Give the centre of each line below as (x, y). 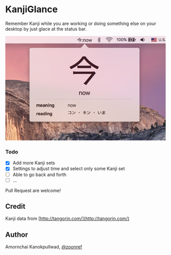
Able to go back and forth (39, 175)
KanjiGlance (32, 9)
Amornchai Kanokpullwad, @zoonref (44, 247)
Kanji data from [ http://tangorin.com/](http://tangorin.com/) (67, 219)
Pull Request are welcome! (33, 190)
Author (17, 234)
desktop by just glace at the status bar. (46, 29)
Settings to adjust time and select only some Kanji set (69, 168)
